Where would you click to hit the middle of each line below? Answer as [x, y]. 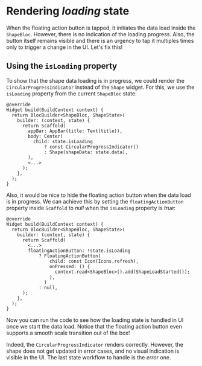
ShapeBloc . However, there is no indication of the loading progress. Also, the [100, 34]
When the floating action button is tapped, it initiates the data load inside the [101, 28]
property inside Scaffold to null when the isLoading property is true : [91, 208]
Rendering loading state [68, 11]
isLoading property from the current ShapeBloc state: [71, 93]
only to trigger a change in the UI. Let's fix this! [65, 47]
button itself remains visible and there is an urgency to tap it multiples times [100, 40]
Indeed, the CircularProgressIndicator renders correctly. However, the [95, 344]
